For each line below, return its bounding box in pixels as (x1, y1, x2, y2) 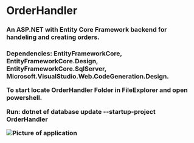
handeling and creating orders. (6, 33, 100, 41)
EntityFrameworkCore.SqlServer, (6, 65, 106, 73)
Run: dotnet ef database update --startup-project (6, 107, 156, 116)
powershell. (6, 94, 43, 102)
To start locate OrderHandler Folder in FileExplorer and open (6, 86, 188, 94)
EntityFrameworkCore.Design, (6, 57, 99, 66)
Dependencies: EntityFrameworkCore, (6, 49, 123, 58)
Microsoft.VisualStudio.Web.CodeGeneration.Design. (6, 72, 169, 81)
